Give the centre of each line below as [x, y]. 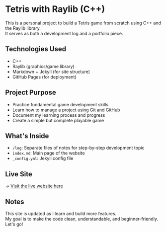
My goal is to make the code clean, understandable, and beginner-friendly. [82, 219]
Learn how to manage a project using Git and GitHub [66, 110]
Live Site [19, 174]
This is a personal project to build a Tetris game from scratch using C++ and [83, 23]
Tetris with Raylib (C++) [55, 9]
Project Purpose [31, 93]
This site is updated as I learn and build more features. [61, 214]
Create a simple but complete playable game [58, 120]
